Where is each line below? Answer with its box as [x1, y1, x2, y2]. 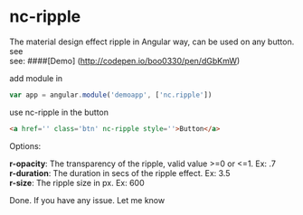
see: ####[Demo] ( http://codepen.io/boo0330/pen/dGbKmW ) [9, 55, 241, 66]
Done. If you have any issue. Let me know [9, 194, 166, 205]
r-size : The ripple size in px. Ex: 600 [9, 177, 145, 188]
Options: [9, 140, 42, 151]
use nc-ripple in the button [9, 107, 109, 117]
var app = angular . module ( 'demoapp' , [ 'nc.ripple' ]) [9, 90, 213, 99]
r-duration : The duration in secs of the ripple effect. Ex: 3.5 [9, 167, 231, 178]
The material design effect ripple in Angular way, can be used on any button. [9, 36, 295, 47]
